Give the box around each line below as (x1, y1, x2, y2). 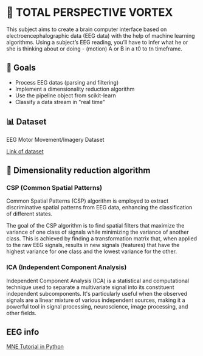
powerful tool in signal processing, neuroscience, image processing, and (6, 302, 188, 310)
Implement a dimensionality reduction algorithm (15, 85, 135, 92)
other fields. (6, 309, 36, 316)
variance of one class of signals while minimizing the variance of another (6, 228, 190, 236)
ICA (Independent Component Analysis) (6, 263, 127, 271)
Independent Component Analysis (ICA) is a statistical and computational (6, 277, 190, 284)
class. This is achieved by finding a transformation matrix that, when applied (6, 235, 198, 242)
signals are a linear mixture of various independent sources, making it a (6, 296, 185, 304)
